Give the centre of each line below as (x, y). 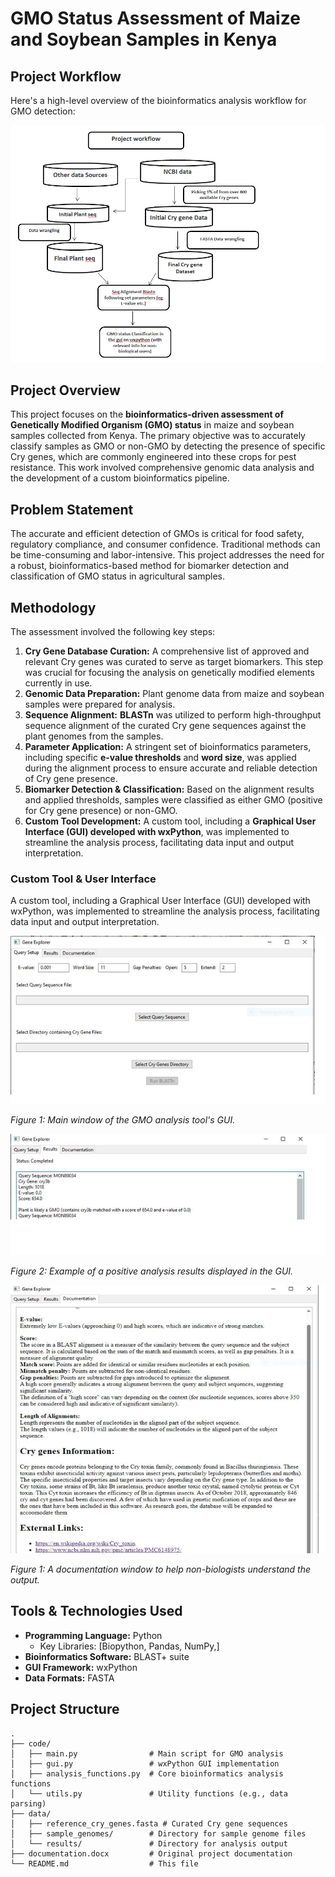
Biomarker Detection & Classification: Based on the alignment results (169, 789)
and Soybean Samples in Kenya (144, 39)
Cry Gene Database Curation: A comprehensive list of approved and (167, 651)
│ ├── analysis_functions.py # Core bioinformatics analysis (147, 1773)
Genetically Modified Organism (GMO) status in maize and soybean (152, 425)
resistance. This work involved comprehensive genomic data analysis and (162, 468)
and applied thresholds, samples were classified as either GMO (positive (173, 800)
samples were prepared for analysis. (100, 704)
